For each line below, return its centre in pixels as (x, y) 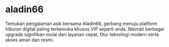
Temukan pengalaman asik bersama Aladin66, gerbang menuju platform (81, 24)
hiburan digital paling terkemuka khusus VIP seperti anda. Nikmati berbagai (85, 29)
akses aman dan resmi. (30, 40)
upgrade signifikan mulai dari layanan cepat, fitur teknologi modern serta (82, 34)
